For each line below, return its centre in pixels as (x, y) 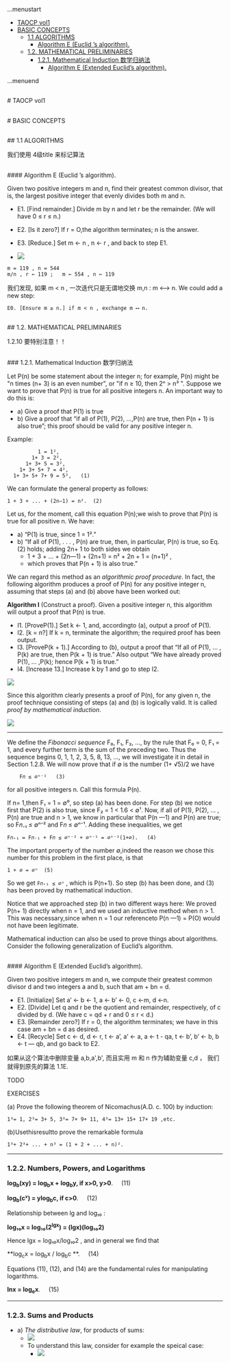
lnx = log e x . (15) (33, 1290)
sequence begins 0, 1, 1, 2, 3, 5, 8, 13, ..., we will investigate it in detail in (108, 757)
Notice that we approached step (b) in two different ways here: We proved (112, 903)
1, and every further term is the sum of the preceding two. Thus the (102, 750)
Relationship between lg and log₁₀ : (56, 1213)
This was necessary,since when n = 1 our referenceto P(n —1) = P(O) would (114, 918)
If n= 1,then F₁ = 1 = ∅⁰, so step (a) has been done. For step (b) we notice (110, 803)
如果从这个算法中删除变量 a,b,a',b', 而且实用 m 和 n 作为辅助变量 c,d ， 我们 (113, 1058)
